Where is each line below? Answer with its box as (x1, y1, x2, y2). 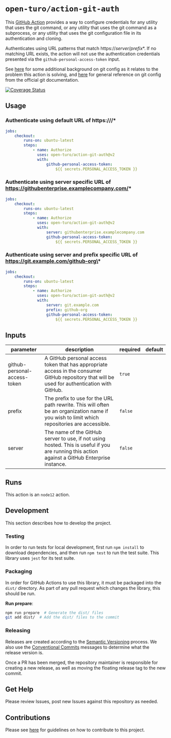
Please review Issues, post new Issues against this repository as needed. (5, 699, 159, 705)
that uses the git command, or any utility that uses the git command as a (5, 25, 157, 31)
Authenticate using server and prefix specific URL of (5, 251, 138, 258)
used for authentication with (44, 380, 112, 387)
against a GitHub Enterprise (44, 454, 110, 461)
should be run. (5, 590, 36, 597)
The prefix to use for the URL (44, 395, 113, 402)
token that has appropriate (44, 361, 108, 368)
